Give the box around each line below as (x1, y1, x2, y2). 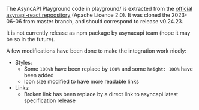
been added (23, 72, 54, 78)
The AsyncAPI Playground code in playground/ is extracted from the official (6, 5, 193, 12)
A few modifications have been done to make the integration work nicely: (6, 47, 187, 54)
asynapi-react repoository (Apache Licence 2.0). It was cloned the (6, 11, 171, 19)
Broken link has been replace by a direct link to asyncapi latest (23, 91, 179, 97)
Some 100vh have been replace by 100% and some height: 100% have (23, 65, 193, 72)
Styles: (14, 59, 32, 66)
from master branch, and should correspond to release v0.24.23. (23, 18, 184, 25)
